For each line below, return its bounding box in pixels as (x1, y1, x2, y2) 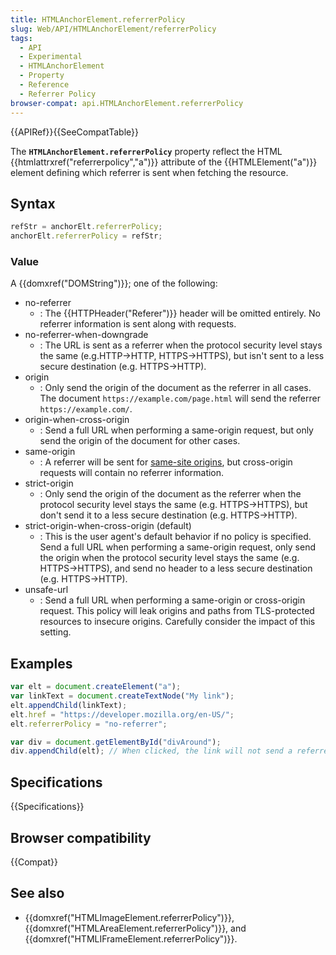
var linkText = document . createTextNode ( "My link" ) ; (10, 691, 235, 701)
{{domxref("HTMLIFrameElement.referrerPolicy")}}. (24, 932, 238, 945)
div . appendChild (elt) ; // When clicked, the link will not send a (10, 746, 293, 756)
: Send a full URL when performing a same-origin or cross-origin (39, 594, 306, 606)
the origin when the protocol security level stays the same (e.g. (39, 552, 300, 564)
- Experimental (19, 52, 83, 62)
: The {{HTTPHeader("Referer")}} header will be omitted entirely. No (39, 307, 321, 320)
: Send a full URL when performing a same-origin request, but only (39, 424, 314, 436)
